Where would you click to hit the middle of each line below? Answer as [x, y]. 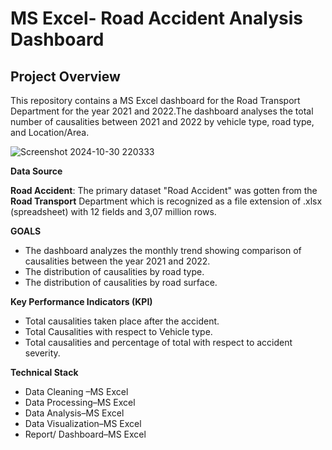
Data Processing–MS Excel [80, 402]
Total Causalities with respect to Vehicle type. [118, 331]
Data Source [36, 171]
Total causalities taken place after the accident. [122, 321]
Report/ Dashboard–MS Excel [85, 434]
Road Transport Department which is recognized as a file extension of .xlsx [166, 201]
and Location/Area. [50, 132]
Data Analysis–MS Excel [74, 413]
